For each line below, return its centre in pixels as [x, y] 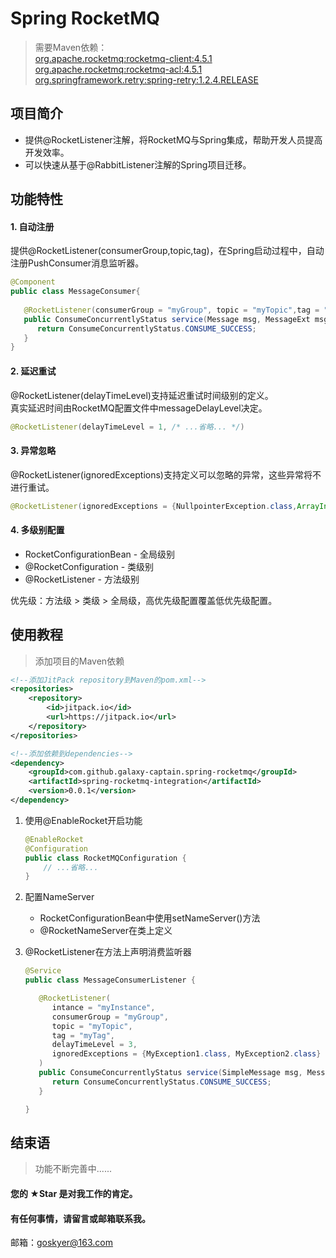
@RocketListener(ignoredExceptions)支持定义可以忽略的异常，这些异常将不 [166, 474]
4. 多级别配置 [37, 530]
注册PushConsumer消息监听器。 [77, 263]
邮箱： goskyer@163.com [62, 1243]
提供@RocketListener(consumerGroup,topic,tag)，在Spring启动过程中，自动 [167, 251]
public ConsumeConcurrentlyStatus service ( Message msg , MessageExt [167, 319]
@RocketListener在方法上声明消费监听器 [108, 952]
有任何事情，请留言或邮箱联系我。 [80, 1218]
